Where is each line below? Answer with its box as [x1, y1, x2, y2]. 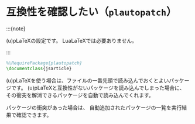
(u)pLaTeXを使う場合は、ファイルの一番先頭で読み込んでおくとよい [6, 77, 169, 84]
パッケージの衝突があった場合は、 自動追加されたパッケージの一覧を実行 [6, 104, 182, 111]
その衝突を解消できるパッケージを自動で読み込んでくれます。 [6, 91, 154, 98]
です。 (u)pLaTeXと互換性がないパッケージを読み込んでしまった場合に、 [11, 84, 185, 91]
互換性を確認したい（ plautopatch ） [6, 5, 177, 19]
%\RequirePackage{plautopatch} [6, 60, 83, 66]
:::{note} [6, 25, 26, 32]
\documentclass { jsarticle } [6, 66, 72, 71]
